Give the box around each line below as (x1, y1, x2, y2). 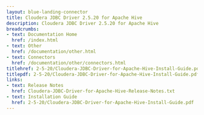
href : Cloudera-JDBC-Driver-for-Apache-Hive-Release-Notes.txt (12, 88, 175, 94)
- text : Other (6, 43, 42, 49)
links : (6, 77, 23, 83)
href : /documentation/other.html (12, 49, 97, 55)
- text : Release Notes (6, 83, 64, 89)
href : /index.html (12, 37, 59, 43)
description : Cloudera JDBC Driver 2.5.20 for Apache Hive (6, 20, 159, 26)
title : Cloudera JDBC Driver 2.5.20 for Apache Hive (6, 15, 143, 21)
